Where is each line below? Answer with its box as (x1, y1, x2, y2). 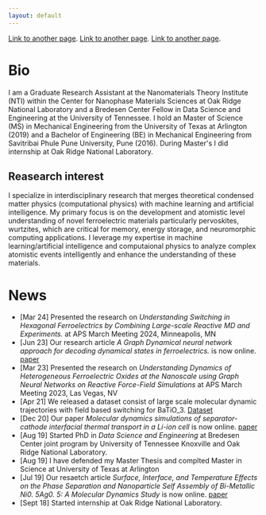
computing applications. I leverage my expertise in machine (8, 233, 203, 242)
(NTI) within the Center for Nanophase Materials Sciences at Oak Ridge (8, 96, 241, 106)
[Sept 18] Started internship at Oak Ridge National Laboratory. (19, 498, 222, 508)
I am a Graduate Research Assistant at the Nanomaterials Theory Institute (8, 87, 249, 97)
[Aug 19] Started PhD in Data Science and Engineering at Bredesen (19, 431, 240, 440)
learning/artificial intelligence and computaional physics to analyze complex (8, 242, 256, 251)
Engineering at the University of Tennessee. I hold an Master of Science (8, 113, 244, 122)
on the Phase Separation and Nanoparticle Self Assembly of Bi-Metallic (19, 482, 256, 491)
